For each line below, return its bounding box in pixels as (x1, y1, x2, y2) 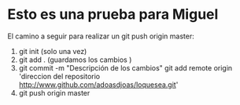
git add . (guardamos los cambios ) (18, 55, 132, 64)
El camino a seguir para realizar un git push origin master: (7, 31, 194, 41)
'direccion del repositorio (18, 71, 100, 81)
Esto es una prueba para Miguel (7, 5, 219, 24)
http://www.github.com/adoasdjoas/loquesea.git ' (18, 80, 179, 89)
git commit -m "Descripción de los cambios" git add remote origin (18, 63, 233, 72)
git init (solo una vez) (18, 46, 87, 56)
